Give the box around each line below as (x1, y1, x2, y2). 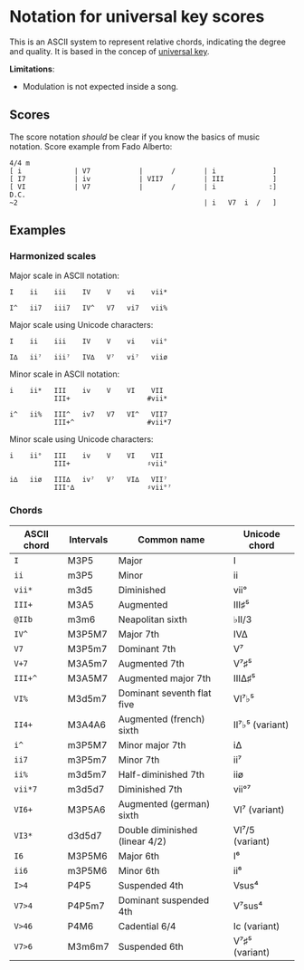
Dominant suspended (118, 894, 210, 907)
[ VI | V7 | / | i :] (9, 182, 278, 191)
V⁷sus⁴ (233, 899, 263, 912)
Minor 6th (118, 864, 160, 877)
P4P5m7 (67, 899, 106, 912)
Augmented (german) (118, 797, 211, 810)
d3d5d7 (67, 829, 102, 841)
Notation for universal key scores (9, 6, 265, 27)
